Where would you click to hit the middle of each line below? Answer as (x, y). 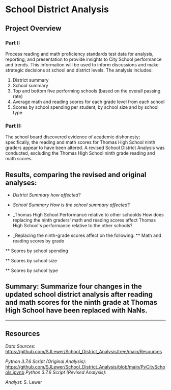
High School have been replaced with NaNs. (76, 311)
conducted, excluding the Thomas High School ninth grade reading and (80, 153)
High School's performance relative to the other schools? (73, 225)
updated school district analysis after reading (79, 295)
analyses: (21, 182)
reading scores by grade (38, 240)
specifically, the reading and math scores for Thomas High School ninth (80, 142)
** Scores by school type (32, 270)
